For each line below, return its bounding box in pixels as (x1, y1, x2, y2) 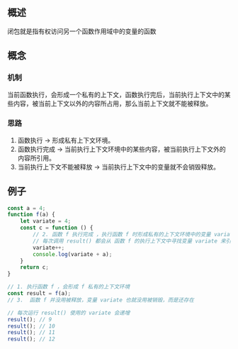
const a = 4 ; (7, 204, 46, 211)
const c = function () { (20, 224, 93, 232)
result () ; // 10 (7, 322, 55, 330)
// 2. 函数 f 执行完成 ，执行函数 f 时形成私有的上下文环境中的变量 (33, 231, 211, 238)
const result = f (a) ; (7, 290, 72, 297)
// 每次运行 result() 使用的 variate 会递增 (7, 309, 130, 316)
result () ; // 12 (7, 336, 55, 343)
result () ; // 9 (7, 316, 52, 323)
